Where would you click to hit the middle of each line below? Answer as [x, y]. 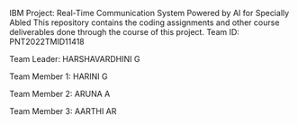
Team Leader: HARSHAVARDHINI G [75, 59]
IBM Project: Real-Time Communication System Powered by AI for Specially [149, 13]
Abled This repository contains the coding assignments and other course [144, 22]
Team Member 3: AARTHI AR [63, 111]
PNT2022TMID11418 [47, 41]
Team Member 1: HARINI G [59, 76]
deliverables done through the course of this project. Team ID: [125, 32]
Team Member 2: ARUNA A [60, 94]
